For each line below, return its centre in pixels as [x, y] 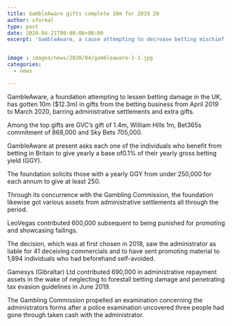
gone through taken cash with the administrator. [75, 315]
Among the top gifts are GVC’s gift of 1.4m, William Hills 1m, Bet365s [105, 125]
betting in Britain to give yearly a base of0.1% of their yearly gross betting [112, 153]
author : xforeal [30, 20]
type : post [23, 26]
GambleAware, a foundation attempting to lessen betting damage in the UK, [115, 96]
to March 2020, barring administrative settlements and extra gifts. [101, 111]
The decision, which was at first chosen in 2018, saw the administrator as [112, 243]
